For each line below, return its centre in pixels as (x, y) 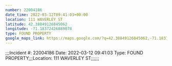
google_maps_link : (25, 39)
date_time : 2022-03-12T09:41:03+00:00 (47, 15)
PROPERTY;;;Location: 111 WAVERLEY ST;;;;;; (52, 58)
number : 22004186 (24, 10)
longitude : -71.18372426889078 (39, 29)
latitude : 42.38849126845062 (36, 24)
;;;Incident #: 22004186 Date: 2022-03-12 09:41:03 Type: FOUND (74, 53)
